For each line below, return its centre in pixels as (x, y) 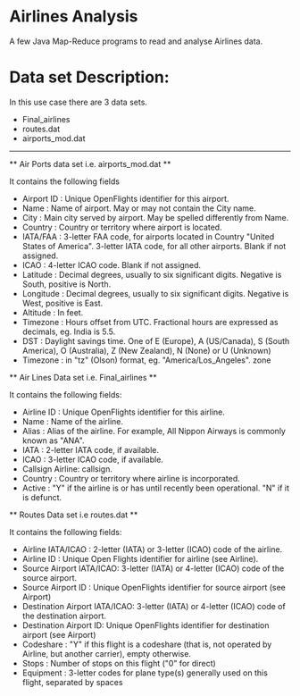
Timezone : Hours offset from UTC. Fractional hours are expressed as (150, 322)
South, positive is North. (67, 284)
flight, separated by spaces (72, 682)
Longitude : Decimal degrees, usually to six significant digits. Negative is (155, 293)
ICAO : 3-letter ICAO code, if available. (92, 459)
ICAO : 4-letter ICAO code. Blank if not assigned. (112, 264)
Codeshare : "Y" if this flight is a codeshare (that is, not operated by (147, 644)
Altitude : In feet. (53, 312)
